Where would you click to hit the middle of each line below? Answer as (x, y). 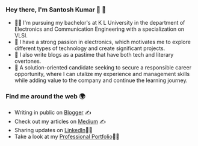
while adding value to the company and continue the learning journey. (101, 80)
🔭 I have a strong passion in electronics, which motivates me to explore (102, 42)
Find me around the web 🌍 (45, 97)
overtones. (28, 61)
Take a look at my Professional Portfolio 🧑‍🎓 (67, 136)
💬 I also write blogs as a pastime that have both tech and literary (94, 55)
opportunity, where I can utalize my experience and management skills (102, 74)
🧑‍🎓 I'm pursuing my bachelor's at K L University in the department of (100, 23)
